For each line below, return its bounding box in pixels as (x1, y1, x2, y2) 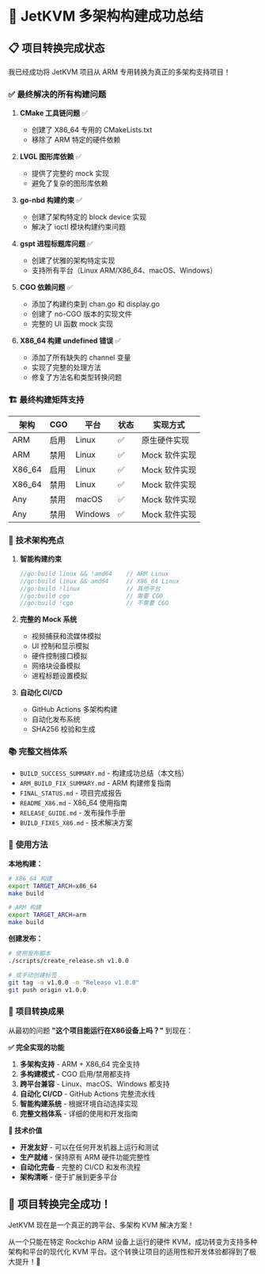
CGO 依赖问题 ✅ (19, 283, 74, 292)
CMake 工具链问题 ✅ (19, 108, 89, 118)
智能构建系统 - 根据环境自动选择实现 (19, 1098, 138, 1109)
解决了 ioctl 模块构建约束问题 (31, 222, 127, 232)
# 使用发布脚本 (8, 949, 51, 958)
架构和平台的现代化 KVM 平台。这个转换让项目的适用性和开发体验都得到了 (8, 1246, 250, 1256)
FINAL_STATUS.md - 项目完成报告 (19, 788, 123, 797)
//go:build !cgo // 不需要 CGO (19, 599, 169, 607)
